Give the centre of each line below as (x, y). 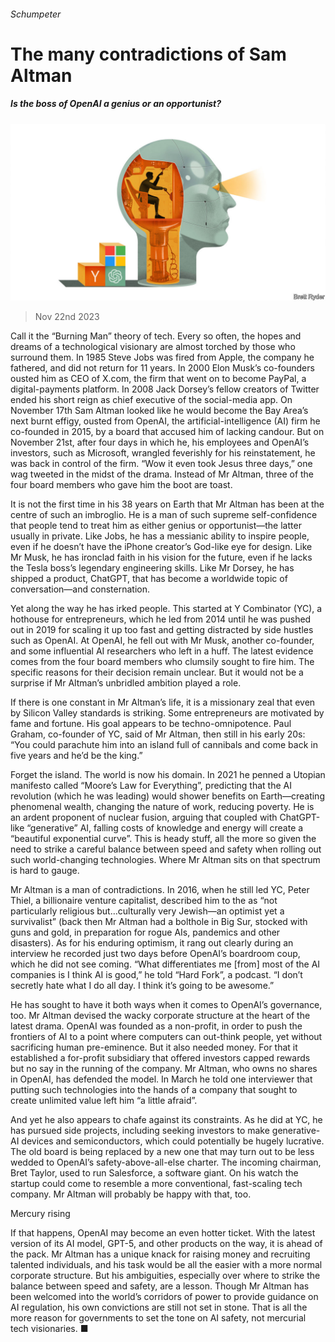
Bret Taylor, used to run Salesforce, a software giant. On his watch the (154, 1173)
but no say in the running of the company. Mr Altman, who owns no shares (164, 1069)
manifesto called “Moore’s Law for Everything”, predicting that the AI (151, 786)
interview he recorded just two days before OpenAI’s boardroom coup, (155, 954)
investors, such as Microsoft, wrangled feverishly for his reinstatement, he (163, 453)
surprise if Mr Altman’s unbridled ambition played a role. (126, 683)
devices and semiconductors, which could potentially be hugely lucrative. (173, 1141)
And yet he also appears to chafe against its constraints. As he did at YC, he (166, 1120)
